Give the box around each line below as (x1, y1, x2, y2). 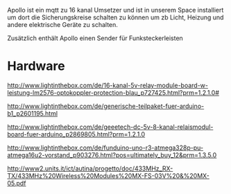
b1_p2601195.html (7, 109, 58, 117)
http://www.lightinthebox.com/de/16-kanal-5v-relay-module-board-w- (7, 81, 209, 89)
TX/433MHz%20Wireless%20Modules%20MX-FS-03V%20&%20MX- (7, 171, 210, 179)
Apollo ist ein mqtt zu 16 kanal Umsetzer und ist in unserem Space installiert (7, 6, 224, 14)
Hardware (7, 58, 65, 74)
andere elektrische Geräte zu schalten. (7, 21, 118, 28)
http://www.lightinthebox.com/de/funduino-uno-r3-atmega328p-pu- (7, 143, 203, 152)
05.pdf (7, 179, 26, 187)
